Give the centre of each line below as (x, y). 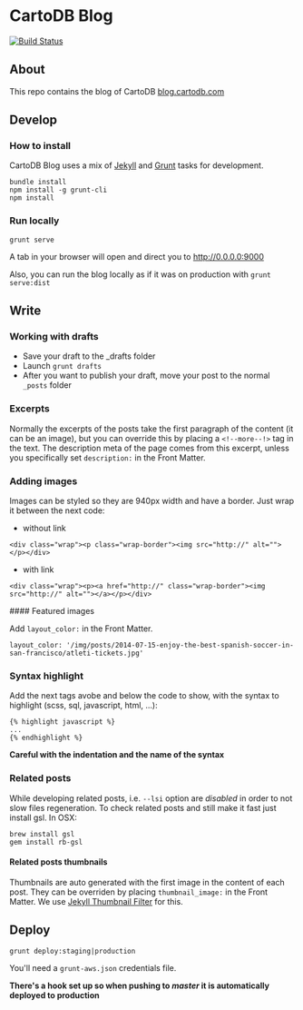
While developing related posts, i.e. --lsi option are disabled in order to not (151, 798)
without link (44, 529)
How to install (40, 146)
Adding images (44, 480)
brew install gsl (42, 834)
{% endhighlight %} (46, 738)
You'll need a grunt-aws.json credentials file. (93, 967)
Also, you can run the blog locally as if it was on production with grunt (140, 274)
